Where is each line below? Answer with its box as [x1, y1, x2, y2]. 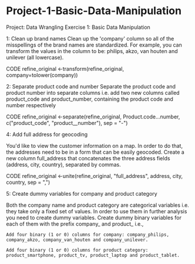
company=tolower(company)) [6, 71, 78, 78]
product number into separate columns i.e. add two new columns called [6, 89, 180, 96]
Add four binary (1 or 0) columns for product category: [6, 247, 149, 253]
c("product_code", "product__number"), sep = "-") [6, 119, 128, 126]
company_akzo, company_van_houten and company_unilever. [6, 237, 149, 243]
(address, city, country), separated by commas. [6, 161, 122, 168]
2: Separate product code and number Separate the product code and [6, 82, 176, 90]
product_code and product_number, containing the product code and [6, 95, 173, 103]
